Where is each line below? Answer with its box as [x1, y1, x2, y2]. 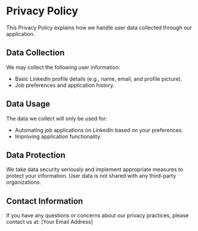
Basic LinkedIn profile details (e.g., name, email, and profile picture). [14, 75, 182, 82]
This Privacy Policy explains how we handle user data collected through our [6, 24, 193, 31]
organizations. [6, 178, 42, 186]
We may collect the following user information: [6, 63, 120, 71]
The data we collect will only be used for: [6, 115, 107, 122]
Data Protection [6, 150, 66, 160]
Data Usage [6, 99, 51, 109]
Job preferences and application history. [14, 81, 115, 89]
